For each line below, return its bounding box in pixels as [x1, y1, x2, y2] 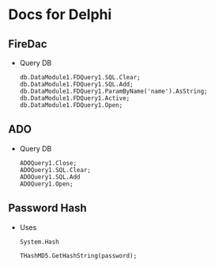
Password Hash [8, 201, 87, 215]
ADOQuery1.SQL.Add [19, 173, 81, 181]
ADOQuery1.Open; [19, 180, 74, 188]
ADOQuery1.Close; [19, 159, 77, 167]
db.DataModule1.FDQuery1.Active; [19, 94, 130, 102]
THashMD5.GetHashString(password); [19, 251, 138, 259]
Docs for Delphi [8, 6, 112, 24]
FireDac [8, 37, 47, 51]
